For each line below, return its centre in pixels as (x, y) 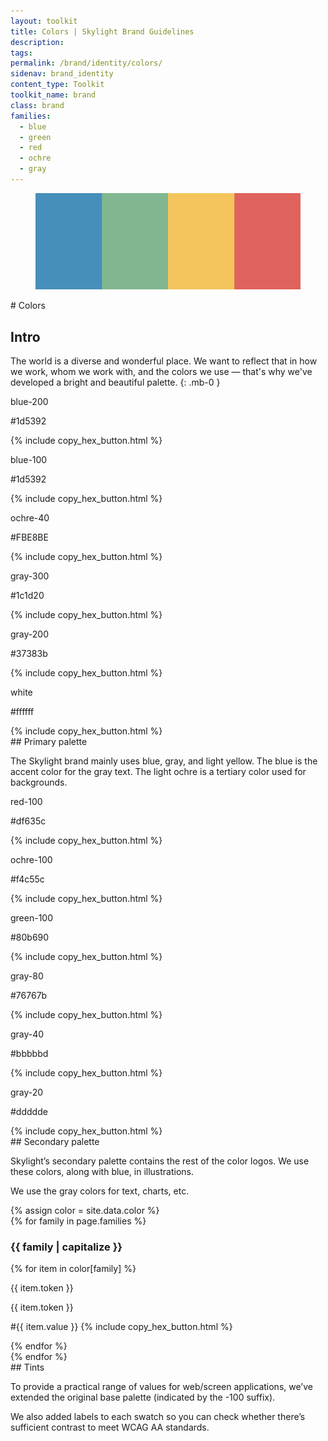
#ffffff (22, 712)
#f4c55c (27, 879)
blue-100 (29, 460)
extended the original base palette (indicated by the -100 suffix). (143, 1397)
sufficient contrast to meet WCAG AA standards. (110, 1427)
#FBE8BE (29, 537)
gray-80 (27, 976)
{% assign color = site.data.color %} (85, 1211)
